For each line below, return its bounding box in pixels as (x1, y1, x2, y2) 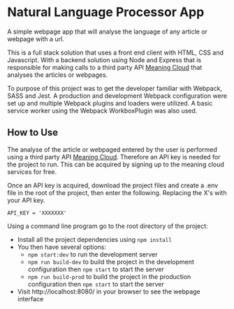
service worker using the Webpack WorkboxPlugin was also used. (7, 106, 198, 115)
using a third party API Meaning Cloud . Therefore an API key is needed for (7, 152, 221, 161)
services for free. (7, 167, 57, 175)
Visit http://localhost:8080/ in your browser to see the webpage (17, 287, 200, 296)
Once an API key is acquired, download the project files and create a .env (7, 181, 219, 189)
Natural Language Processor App (7, 4, 205, 20)
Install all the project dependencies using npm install (17, 235, 173, 243)
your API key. (7, 196, 45, 204)
